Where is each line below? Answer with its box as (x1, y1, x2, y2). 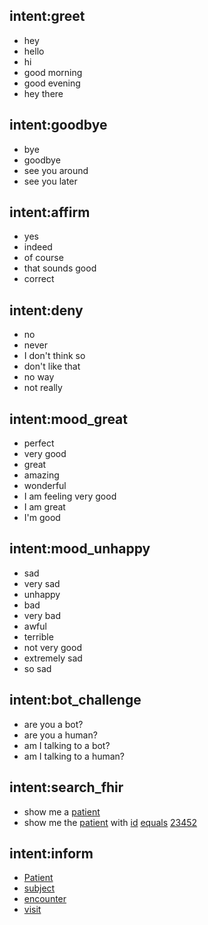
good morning (23, 66, 83, 78)
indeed (23, 241, 53, 253)
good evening (23, 77, 81, 89)
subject (23, 882, 56, 894)
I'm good (23, 512, 61, 524)
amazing (23, 469, 60, 481)
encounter (23, 893, 67, 905)
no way (23, 371, 55, 383)
